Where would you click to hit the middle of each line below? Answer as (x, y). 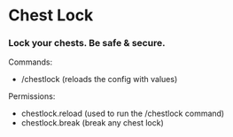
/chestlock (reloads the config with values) (99, 80)
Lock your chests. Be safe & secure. (87, 43)
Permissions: (32, 96)
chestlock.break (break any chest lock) (93, 123)
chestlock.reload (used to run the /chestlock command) (123, 114)
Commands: (31, 62)
